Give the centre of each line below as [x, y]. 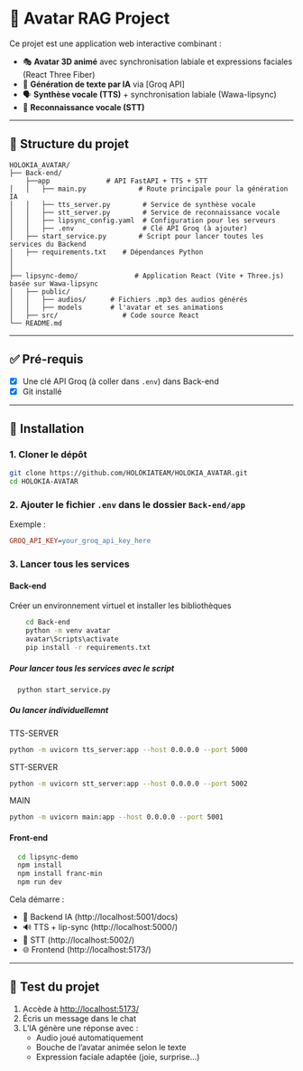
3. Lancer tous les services [69, 564]
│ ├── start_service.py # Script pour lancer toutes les [137, 236]
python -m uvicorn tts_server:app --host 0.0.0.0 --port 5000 [129, 749]
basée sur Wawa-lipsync [54, 284]
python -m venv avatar [68, 631]
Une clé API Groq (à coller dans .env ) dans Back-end [120, 381]
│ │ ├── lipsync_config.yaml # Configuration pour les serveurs [143, 221]
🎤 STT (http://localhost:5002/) [78, 940]
